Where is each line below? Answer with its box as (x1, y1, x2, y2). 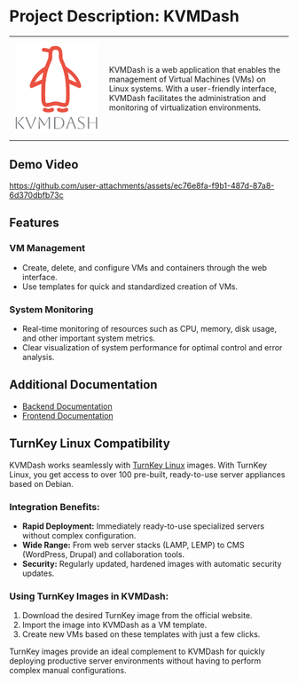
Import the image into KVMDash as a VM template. (21, 619, 208, 631)
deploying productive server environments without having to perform (9, 656, 262, 666)
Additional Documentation (9, 377, 158, 392)
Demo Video (9, 157, 79, 172)
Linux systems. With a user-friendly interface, (109, 83, 277, 94)
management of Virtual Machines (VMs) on (109, 74, 266, 85)
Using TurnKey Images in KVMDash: (9, 590, 169, 602)
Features (9, 216, 59, 231)
